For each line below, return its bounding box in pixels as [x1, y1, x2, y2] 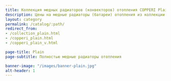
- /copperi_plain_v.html [5, 40, 58, 46]
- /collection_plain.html [5, 31, 60, 36]
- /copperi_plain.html [5, 36, 53, 41]
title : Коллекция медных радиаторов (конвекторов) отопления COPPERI [5, 7, 156, 13]
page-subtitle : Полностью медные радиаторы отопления [5, 54, 122, 59]
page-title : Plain [5, 49, 44, 55]
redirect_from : [5, 26, 38, 31]
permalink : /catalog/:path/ [5, 21, 65, 27]
